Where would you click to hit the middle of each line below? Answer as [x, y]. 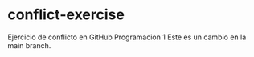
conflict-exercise [66, 15]
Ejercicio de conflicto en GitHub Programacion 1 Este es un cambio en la [127, 37]
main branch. [29, 45]
